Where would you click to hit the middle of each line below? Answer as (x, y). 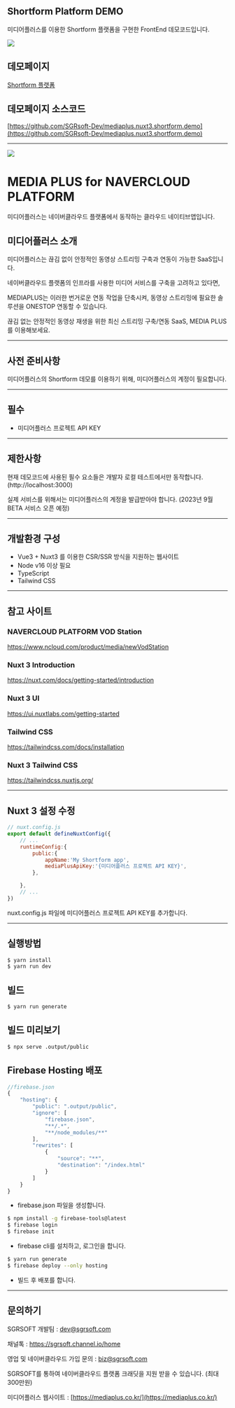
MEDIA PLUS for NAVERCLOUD (99, 182)
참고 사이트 (30, 611)
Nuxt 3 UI (23, 698)
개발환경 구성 (34, 539)
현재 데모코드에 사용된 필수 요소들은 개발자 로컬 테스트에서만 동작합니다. (105, 477)
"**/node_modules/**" (76, 1132)
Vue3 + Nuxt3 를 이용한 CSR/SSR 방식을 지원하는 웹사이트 (98, 557)
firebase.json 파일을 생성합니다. (62, 1205)
